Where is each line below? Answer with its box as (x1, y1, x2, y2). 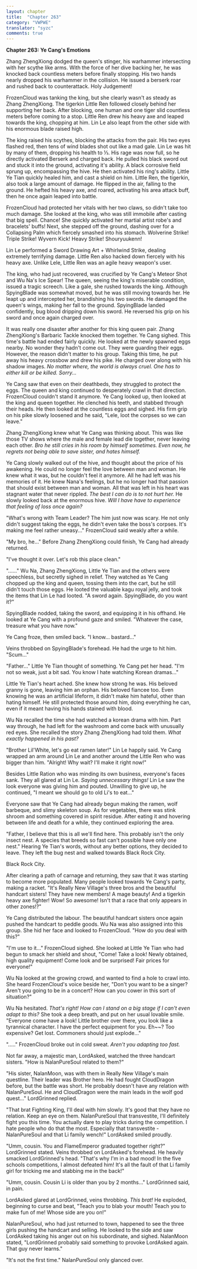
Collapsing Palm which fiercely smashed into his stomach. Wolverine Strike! (6, 229, 189, 236)
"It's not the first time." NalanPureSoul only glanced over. (6, 1257, 144, 1264)
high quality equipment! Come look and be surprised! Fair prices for (6, 957, 170, 964)
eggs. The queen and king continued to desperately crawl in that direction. (6, 387, 186, 394)
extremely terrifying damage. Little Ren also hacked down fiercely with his (6, 253, 185, 260)
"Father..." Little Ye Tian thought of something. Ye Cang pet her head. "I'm (6, 662, 185, 669)
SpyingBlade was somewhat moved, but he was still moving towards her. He (6, 289, 191, 296)
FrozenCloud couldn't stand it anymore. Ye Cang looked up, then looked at (6, 393, 186, 400)
